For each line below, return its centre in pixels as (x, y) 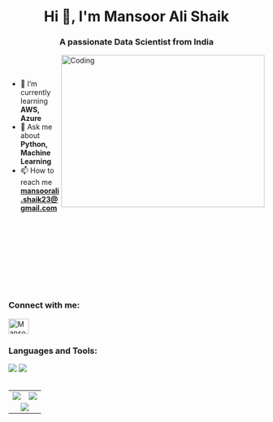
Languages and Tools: (53, 351)
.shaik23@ (39, 200)
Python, (34, 144)
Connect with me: (44, 305)
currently (35, 93)
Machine (35, 153)
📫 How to (37, 170)
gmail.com (39, 208)
